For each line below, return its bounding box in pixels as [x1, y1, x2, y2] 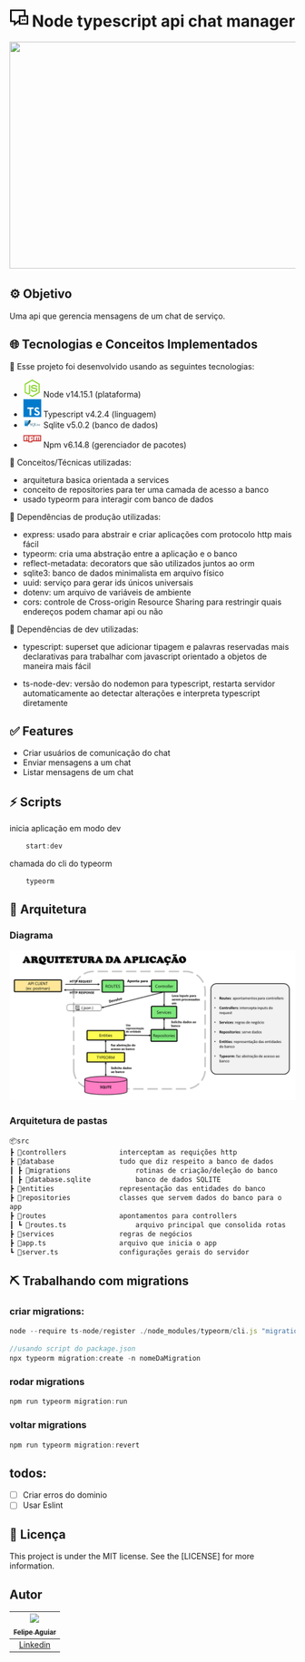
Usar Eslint [22, 1500, 64, 1510]
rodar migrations [9, 1375, 85, 1388]
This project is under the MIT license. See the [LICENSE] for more [9, 1551, 255, 1562]
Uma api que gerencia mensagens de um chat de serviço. [9, 310, 226, 321]
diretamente [22, 697, 68, 708]
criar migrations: [9, 1305, 84, 1318]
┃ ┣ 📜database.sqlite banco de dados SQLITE [9, 1175, 221, 1184]
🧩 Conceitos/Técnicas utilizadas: [9, 457, 132, 467]
